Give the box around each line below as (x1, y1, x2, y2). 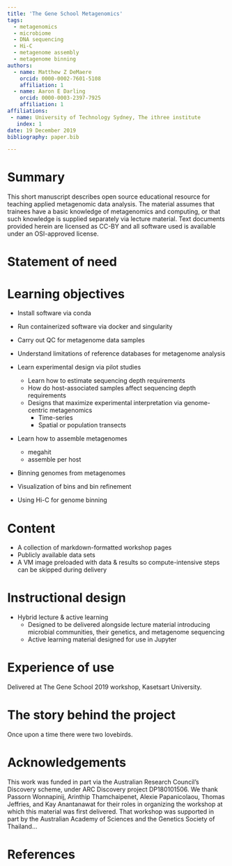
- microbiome (13, 29, 52, 37)
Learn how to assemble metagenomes (17, 434, 127, 443)
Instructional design (7, 590, 127, 606)
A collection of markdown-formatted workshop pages (17, 543, 172, 552)
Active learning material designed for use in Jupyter (27, 635, 177, 644)
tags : (7, 17, 23, 24)
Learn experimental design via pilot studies (17, 363, 141, 372)
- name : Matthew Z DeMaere (13, 68, 92, 75)
